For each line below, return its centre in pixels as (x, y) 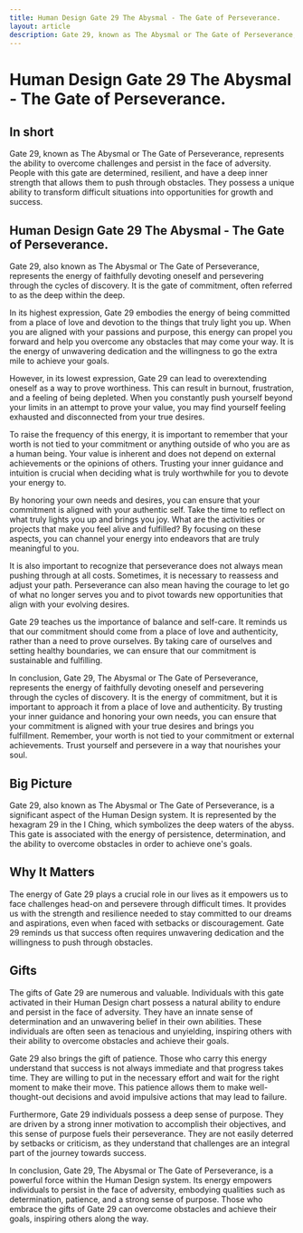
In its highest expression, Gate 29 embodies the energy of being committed (150, 313)
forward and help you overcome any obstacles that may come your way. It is (151, 342)
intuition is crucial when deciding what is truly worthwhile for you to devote (149, 473)
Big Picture (41, 783)
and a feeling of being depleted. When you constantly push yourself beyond (151, 398)
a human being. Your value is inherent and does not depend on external (142, 454)
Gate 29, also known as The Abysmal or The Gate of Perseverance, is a (142, 805)
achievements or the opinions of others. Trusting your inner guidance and (147, 464)
